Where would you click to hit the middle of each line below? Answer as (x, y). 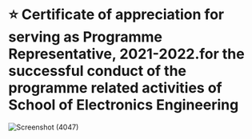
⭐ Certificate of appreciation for (116, 15)
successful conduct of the (97, 71)
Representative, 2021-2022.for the (127, 54)
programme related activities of (115, 88)
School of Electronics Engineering (124, 105)
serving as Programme (85, 37)
